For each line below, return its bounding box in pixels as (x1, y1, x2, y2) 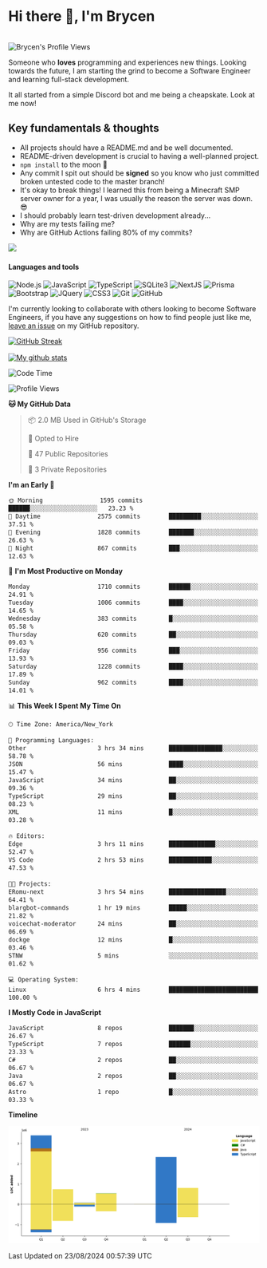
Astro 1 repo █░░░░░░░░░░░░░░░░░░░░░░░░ (8, 1088, 259, 1096)
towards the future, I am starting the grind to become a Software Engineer (8, 65, 251, 75)
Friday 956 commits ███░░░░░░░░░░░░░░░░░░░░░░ (8, 646, 259, 654)
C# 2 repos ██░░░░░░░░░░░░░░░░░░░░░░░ (8, 1056, 259, 1064)
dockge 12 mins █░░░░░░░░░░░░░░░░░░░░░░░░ (8, 935, 259, 944)
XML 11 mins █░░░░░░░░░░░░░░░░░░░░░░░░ (8, 808, 259, 816)
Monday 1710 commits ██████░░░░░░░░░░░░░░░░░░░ (8, 583, 259, 591)
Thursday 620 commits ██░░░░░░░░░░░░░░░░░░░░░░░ (8, 630, 259, 638)
